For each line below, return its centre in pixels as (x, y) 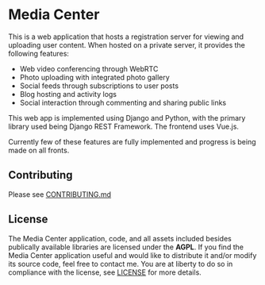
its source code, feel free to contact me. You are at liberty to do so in (121, 264)
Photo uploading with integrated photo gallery (95, 77)
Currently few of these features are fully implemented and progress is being (132, 141)
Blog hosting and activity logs (68, 94)
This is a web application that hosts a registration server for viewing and (126, 37)
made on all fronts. (39, 150)
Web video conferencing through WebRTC (89, 68)
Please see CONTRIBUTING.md (60, 194)
